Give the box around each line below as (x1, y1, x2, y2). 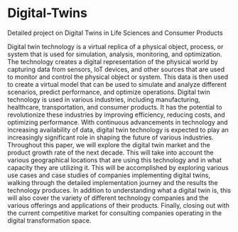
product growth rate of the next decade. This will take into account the (7, 148, 214, 157)
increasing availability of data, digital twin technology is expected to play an (7, 125, 229, 134)
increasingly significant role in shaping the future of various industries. (7, 133, 215, 142)
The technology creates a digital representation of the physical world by (7, 57, 218, 65)
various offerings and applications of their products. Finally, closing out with (7, 201, 229, 209)
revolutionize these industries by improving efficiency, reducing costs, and (7, 110, 225, 119)
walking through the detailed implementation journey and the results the (7, 178, 218, 186)
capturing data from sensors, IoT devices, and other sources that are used (7, 65, 225, 73)
